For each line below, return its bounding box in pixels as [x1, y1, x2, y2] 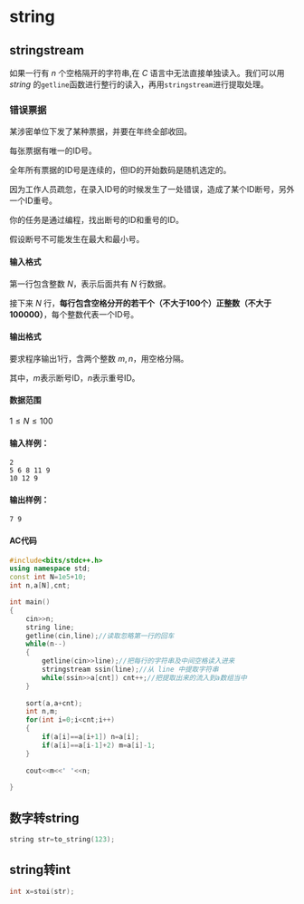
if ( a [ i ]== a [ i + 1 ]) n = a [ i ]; [42, 733, 140, 742]
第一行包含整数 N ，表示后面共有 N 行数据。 [9, 278, 171, 289]
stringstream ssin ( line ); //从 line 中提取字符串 [42, 665, 219, 675]
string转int [9, 862, 71, 878]
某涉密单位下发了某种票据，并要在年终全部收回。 [9, 126, 192, 137]
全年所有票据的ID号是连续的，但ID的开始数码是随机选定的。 [9, 165, 232, 176]
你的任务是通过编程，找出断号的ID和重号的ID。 [9, 215, 184, 226]
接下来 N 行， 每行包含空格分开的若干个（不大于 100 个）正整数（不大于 [9, 297, 272, 308]
